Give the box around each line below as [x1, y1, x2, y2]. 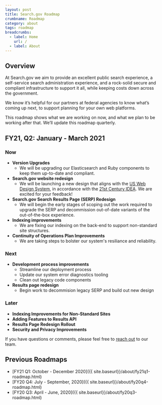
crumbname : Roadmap [5, 16, 45, 21]
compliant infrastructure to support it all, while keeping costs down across [5, 85, 154, 91]
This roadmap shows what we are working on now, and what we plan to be [5, 115, 155, 121]
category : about [5, 21, 38, 26]
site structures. [19, 228, 50, 233]
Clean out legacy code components [19, 277, 91, 283]
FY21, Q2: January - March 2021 [5, 134, 105, 142]
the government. [5, 90, 39, 96]
